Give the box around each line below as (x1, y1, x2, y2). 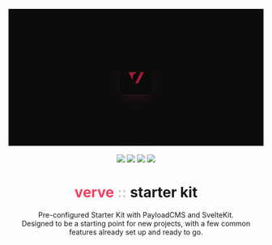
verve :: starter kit (74, 184, 198, 202)
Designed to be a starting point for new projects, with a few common (21, 219, 251, 229)
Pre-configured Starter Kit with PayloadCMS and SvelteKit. (37, 210, 235, 220)
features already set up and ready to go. (68, 227, 204, 237)
